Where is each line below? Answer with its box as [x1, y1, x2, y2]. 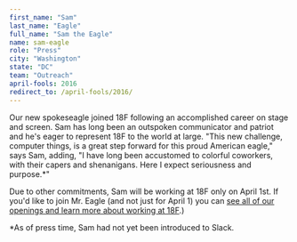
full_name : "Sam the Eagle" [9, 29, 114, 38]
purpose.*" [9, 168, 51, 179]
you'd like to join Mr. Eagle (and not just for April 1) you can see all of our [9, 195, 275, 206]
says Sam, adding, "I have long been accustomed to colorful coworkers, [9, 149, 274, 160]
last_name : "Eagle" [9, 21, 82, 30]
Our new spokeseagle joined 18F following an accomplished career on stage [9, 112, 289, 123]
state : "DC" [9, 63, 53, 72]
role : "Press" [9, 46, 62, 55]
